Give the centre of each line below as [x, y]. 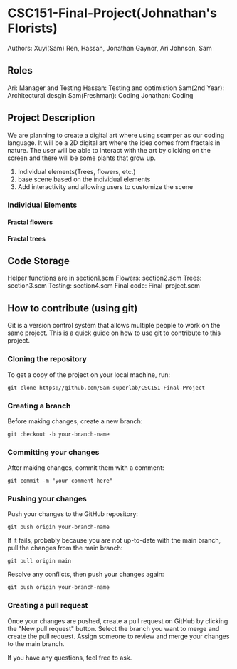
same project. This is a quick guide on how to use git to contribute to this [114, 333]
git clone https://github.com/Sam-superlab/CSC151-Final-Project [106, 388]
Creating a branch [39, 406]
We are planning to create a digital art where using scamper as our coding [116, 135]
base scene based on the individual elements [84, 179]
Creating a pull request [48, 605]
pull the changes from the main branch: [65, 548]
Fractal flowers [30, 222]
